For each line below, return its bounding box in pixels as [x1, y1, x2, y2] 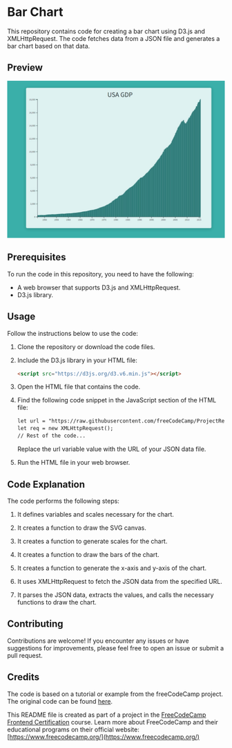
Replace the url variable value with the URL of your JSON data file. [17, 445, 206, 454]
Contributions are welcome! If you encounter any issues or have [7, 636, 189, 645]
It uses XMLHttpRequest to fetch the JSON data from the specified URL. [17, 577, 223, 585]
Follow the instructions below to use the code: [7, 329, 138, 337]
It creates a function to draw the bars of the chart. [17, 550, 160, 558]
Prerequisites [7, 251, 66, 263]
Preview [7, 62, 43, 73]
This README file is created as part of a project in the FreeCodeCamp [7, 711, 206, 719]
